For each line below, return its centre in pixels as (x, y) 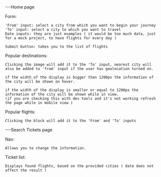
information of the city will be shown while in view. (62, 94)
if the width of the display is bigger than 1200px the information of (79, 77)
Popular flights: (20, 112)
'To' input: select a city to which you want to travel (63, 30)
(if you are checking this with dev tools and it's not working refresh (80, 99)
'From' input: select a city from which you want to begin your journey (80, 25)
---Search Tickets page (29, 130)
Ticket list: (15, 157)
